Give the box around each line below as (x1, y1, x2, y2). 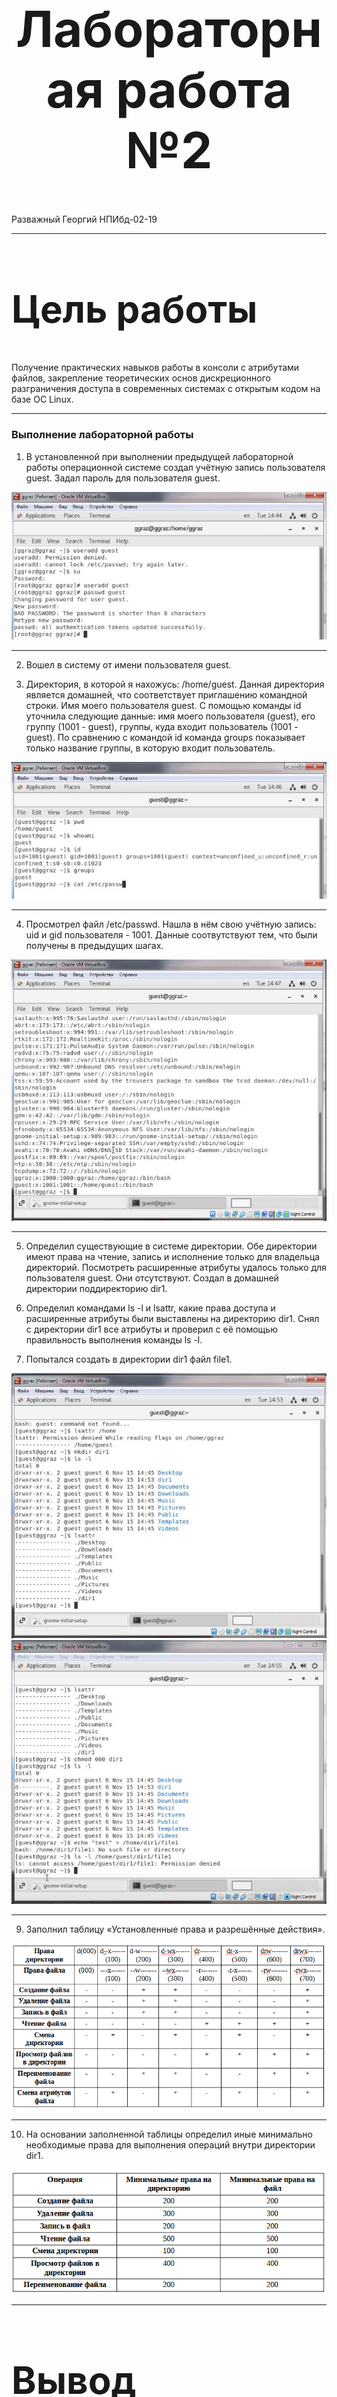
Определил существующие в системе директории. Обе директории (25, 1240, 318, 1252)
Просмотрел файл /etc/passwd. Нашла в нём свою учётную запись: (25, 918, 317, 931)
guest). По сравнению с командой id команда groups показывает (25, 731, 306, 743)
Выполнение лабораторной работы (11, 428, 194, 442)
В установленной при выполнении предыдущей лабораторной (25, 450, 294, 462)
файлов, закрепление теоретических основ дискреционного (11, 372, 271, 384)
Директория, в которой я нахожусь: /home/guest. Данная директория (25, 678, 325, 690)
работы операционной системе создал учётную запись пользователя (25, 461, 326, 473)
